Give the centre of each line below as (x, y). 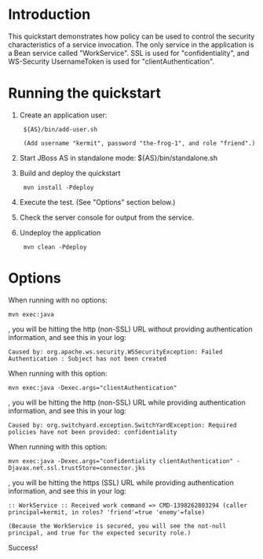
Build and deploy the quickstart (70, 173)
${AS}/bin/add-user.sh (60, 129)
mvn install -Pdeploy (58, 187)
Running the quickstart (85, 93)
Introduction (49, 15)
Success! (23, 547)
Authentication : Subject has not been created (88, 359)
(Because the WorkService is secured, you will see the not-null (117, 526)
